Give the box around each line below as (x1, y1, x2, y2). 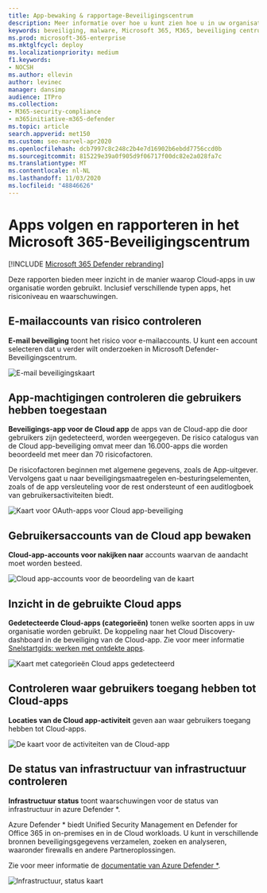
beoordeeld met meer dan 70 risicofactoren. (8, 450, 153, 460)
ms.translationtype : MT (8, 160, 87, 168)
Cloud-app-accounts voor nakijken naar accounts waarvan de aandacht (8, 550, 249, 560)
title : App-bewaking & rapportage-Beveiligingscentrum (8, 11, 194, 20)
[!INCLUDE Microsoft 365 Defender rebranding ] (8, 259, 164, 269)
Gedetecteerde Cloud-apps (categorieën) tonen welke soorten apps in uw (8, 618, 255, 627)
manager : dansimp (8, 85, 66, 94)
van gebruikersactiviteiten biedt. (8, 491, 114, 500)
